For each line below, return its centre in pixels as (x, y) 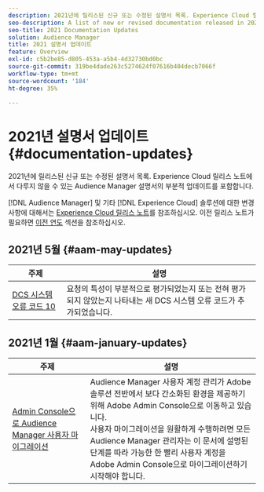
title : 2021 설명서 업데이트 (50, 45)
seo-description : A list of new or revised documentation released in (126, 23)
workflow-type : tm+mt (44, 74)
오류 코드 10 (34, 307)
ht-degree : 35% (33, 88)
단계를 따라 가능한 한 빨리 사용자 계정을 (158, 452)
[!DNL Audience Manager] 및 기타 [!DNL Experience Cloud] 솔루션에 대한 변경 (131, 203)
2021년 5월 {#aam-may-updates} (90, 249)
